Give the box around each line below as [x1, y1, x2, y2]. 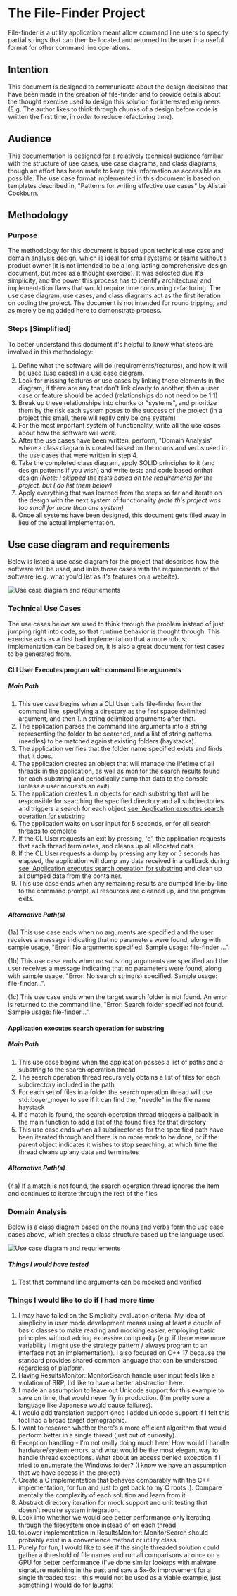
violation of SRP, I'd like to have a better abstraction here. [18, 1379, 185, 1387]
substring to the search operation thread [18, 1065, 136, 1074]
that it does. [18, 752, 53, 760]
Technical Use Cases [8, 604, 82, 614]
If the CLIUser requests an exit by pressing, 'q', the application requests [18, 834, 226, 843]
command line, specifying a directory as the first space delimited [18, 707, 207, 716]
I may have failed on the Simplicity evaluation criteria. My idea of [18, 1311, 206, 1320]
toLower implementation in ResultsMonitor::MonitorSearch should [18, 1528, 208, 1537]
